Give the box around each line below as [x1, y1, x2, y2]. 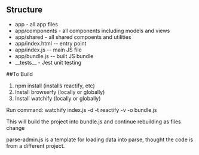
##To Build [6, 70, 33, 77]
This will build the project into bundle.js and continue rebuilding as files [6, 118, 181, 125]
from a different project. [6, 142, 65, 149]
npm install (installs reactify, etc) [14, 82, 96, 89]
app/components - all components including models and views [14, 27, 170, 34]
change [6, 124, 25, 131]
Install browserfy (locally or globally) [14, 88, 105, 95]
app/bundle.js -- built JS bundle [14, 52, 94, 59]
